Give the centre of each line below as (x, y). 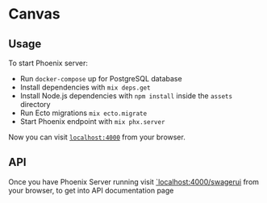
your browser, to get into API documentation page (91, 190)
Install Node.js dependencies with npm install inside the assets (126, 96)
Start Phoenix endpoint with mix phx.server (92, 121)
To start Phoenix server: (48, 63)
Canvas (34, 14)
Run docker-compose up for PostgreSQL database (101, 79)
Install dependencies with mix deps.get (85, 87)
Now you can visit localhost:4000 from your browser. (97, 137)
